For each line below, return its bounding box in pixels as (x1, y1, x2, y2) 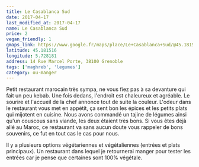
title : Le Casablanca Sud (6, 8, 70, 15)
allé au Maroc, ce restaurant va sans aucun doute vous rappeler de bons (6, 124, 184, 131)
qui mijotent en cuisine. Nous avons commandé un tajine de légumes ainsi (6, 111, 187, 118)
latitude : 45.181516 (6, 48, 57, 53)
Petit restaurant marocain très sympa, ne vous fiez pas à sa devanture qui (6, 86, 186, 93)
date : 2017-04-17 (6, 14, 49, 20)
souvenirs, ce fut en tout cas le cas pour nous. (6, 130, 120, 137)
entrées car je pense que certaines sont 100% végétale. (6, 154, 143, 161)
